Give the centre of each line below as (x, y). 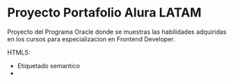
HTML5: (19, 52)
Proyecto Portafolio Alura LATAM (104, 13)
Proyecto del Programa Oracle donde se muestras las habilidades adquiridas (117, 32)
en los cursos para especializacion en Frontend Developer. (91, 39)
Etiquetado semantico (48, 65)
